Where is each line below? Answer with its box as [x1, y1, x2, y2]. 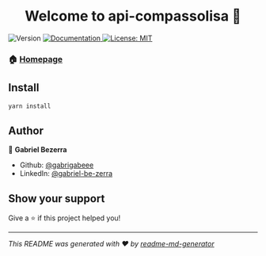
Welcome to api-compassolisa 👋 [25, 7, 241, 25]
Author [8, 124, 44, 137]
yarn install [8, 102, 51, 110]
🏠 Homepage [8, 53, 63, 64]
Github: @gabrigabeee [19, 160, 94, 170]
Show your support [8, 192, 105, 205]
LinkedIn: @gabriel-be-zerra [19, 169, 113, 178]
